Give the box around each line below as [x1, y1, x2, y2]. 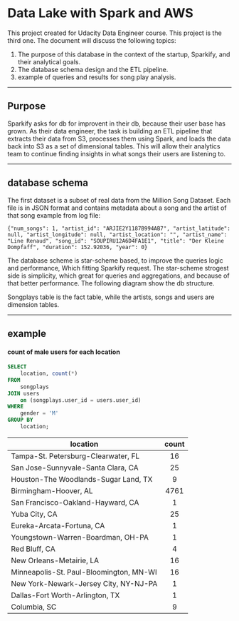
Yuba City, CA [11, 509, 58, 519]
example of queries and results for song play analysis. [17, 73, 176, 81]
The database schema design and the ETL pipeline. [17, 65, 169, 74]
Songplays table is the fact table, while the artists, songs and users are [7, 293, 215, 301]
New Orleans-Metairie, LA [11, 555, 100, 565]
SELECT [7, 363, 27, 370]
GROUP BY [7, 416, 33, 424]
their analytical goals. [17, 57, 81, 66]
